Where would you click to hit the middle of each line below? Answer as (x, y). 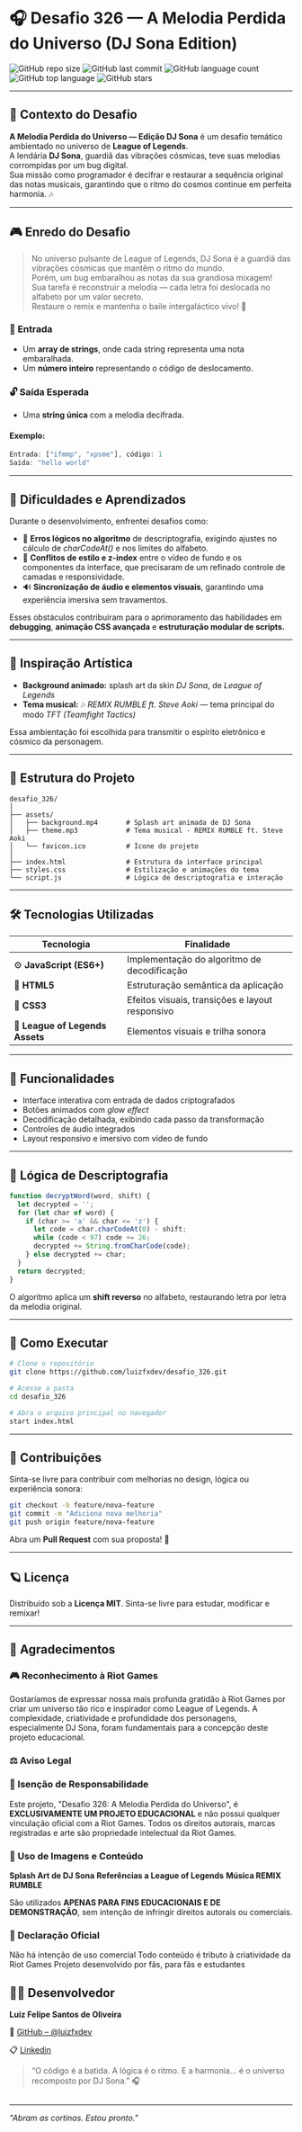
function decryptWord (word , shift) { (80, 1196)
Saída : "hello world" (50, 463)
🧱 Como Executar (59, 1343)
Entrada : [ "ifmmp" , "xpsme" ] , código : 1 (86, 455)
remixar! (25, 1613)
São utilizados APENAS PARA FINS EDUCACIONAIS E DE (115, 1903)
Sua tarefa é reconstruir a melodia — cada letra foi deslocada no (151, 287)
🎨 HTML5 (34, 985)
